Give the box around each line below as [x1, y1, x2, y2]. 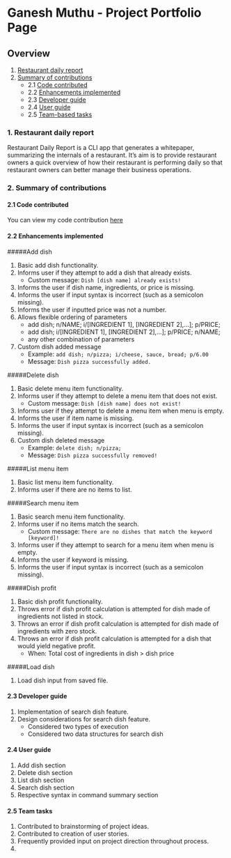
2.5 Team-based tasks [27, 110, 93, 118]
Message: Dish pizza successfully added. [27, 357, 152, 365]
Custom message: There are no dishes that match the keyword [27, 527, 212, 535]
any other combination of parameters [27, 335, 135, 343]
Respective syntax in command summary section [17, 791, 159, 799]
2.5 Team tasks [7, 806, 53, 815]
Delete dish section [17, 769, 73, 777]
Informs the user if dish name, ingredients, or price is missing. [17, 283, 195, 291]
